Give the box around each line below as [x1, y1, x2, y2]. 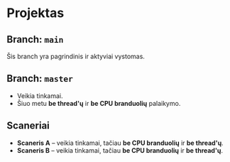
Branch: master [6, 72, 74, 85]
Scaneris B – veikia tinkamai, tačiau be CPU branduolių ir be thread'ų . [16, 146, 223, 154]
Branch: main [6, 33, 64, 45]
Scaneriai [6, 119, 50, 132]
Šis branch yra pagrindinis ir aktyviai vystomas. [6, 52, 145, 60]
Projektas [6, 5, 65, 21]
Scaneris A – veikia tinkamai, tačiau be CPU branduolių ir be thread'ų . [16, 139, 224, 147]
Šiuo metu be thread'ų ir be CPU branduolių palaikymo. [16, 99, 181, 107]
